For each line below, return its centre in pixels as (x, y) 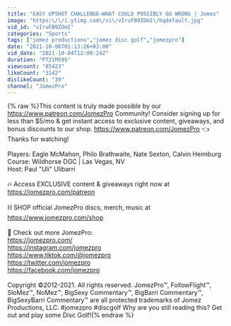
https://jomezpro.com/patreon (51, 192)
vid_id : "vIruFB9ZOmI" (41, 27)
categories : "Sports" (39, 34)
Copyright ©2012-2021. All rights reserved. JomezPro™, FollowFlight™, (109, 285)
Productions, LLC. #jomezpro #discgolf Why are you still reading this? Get (115, 308)
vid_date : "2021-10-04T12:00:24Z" (58, 54)
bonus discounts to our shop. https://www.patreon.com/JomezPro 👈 (108, 129)
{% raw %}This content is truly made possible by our (84, 106)
